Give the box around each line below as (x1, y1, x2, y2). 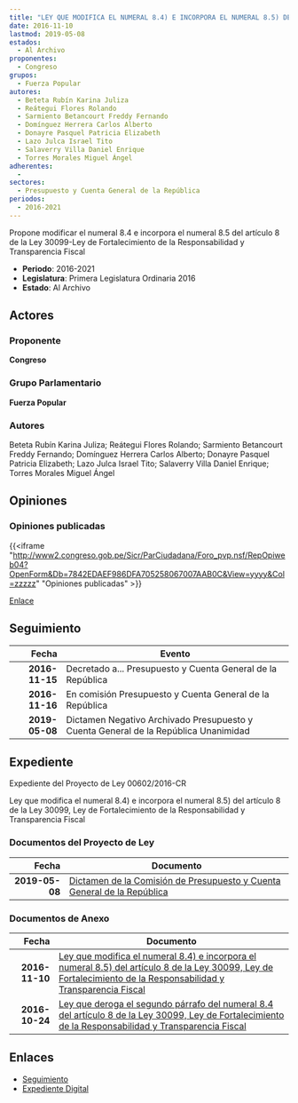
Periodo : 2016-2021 (21, 263, 95, 274)
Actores (9, 308, 55, 323)
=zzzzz (9, 578, 36, 589)
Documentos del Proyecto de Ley (9, 837, 155, 849)
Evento (160, 647, 191, 660)
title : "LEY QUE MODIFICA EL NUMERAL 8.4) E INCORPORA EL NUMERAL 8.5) (9, 12, 279, 22)
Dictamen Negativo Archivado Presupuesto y (66, 713, 254, 726)
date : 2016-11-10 (9, 21, 74, 30)
